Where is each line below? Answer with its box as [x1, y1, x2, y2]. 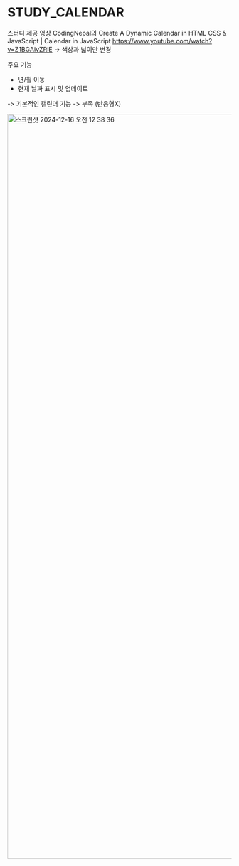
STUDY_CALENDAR [7, 4, 124, 21]
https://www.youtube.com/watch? [112, 36, 212, 45]
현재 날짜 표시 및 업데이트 [17, 84, 89, 92]
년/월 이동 [17, 75, 46, 84]
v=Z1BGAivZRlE [7, 45, 53, 53]
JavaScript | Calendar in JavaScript [7, 36, 112, 45]
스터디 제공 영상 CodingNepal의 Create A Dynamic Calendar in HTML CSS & [7, 28, 227, 37]
